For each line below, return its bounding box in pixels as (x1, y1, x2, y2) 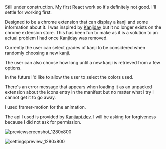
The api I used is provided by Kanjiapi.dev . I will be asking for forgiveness (5, 114, 156, 120)
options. (5, 65, 22, 71)
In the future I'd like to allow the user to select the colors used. (5, 74, 134, 80)
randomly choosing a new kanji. (5, 50, 71, 56)
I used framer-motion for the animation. (5, 104, 86, 110)
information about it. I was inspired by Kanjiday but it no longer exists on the (5, 24, 161, 30)
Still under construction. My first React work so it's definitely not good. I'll (5, 4, 156, 10)
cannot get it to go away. (5, 94, 56, 100)
